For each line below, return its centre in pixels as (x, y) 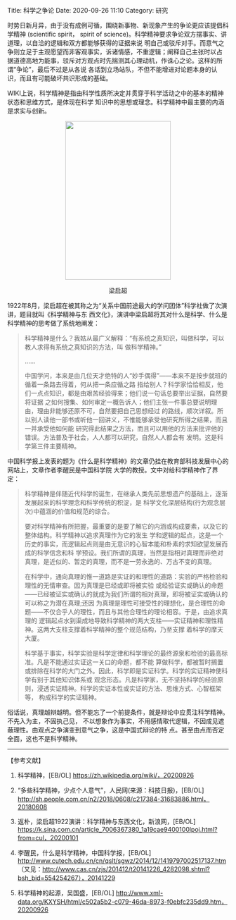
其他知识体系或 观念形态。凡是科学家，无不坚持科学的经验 (133, 680)
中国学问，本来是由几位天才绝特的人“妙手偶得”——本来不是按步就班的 (126, 375)
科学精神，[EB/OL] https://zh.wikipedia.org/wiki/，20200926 (106, 775)
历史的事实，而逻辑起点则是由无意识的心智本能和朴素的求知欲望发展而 (126, 544)
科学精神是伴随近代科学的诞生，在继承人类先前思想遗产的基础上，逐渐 (126, 493)
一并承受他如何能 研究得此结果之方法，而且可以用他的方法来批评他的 (124, 428)
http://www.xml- (139, 893)
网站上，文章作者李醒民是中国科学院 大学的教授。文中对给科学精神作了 (110, 470)
